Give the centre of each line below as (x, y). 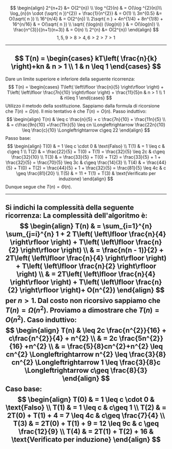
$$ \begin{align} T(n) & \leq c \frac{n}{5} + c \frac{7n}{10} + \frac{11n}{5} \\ (86, 119)
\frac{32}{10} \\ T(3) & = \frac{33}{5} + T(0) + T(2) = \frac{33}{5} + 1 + (86, 157)
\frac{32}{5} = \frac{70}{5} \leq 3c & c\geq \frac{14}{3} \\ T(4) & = (76, 162)
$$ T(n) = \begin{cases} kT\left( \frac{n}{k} (86, 59)
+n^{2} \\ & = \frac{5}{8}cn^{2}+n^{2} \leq (94, 346)
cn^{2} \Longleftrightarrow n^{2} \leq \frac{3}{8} (86, 355)
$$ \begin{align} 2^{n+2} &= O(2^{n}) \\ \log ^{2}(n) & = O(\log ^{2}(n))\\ (86, 8)
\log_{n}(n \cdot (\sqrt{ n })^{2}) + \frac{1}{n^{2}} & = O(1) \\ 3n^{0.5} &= (86, 13)
